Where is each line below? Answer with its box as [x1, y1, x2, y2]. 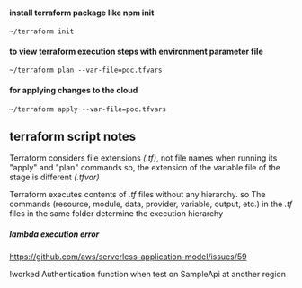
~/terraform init [9, 27, 75, 36]
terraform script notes [9, 129, 137, 144]
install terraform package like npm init [9, 7, 155, 18]
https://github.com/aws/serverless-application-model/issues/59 [9, 251, 247, 262]
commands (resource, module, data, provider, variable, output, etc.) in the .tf [9, 198, 293, 210]
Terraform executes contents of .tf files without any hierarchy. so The [9, 189, 266, 200]
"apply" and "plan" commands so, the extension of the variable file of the [9, 162, 281, 173]
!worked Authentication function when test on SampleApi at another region [9, 269, 286, 280]
